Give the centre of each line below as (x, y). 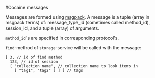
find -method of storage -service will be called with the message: (73, 48)
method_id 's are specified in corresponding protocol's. (62, 38)
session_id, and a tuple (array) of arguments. (52, 28)
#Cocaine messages (27, 7)
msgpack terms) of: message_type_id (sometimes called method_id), (78, 23)
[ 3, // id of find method (34, 57)
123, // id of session (34, 62)
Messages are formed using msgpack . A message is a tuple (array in (77, 17)
